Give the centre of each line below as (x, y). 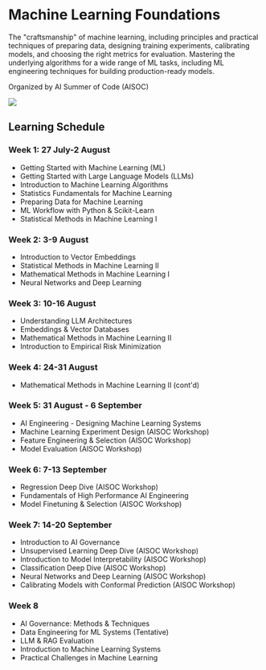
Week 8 (23, 606)
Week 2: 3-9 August (49, 239)
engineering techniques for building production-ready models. (112, 71)
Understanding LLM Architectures (76, 321)
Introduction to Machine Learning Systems (90, 649)
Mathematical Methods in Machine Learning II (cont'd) (110, 385)
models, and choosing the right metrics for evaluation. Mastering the (122, 54)
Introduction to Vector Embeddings (78, 257)
